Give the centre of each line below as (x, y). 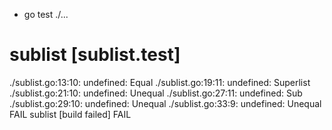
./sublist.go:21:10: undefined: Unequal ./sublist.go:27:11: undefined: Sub (156, 93)
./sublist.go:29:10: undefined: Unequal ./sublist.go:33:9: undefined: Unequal (165, 103)
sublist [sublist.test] (95, 55)
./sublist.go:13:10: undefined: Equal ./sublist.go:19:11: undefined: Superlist (160, 82)
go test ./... (46, 14)
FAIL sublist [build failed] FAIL (70, 114)
